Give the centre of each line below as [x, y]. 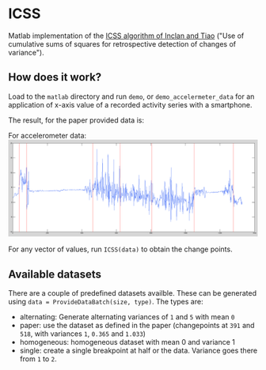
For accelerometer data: [47, 135]
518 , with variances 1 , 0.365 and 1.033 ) [83, 334]
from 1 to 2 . [38, 359]
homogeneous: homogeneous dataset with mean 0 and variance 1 [127, 342]
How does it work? [55, 77]
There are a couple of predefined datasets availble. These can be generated [133, 293]
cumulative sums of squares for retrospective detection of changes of [122, 43]
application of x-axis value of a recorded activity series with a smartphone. [130, 104]
